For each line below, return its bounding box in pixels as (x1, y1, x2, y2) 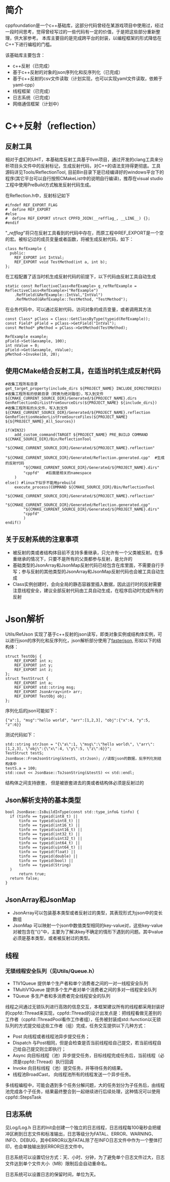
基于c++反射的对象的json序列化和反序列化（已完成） (12, 69, 123, 75)
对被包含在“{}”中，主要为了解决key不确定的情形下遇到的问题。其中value (12, 929, 163, 935)
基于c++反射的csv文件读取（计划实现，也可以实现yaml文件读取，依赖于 (12, 75, 163, 81)
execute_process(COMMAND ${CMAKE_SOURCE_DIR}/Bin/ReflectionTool (14, 484, 155, 490)
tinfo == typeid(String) (18, 863, 71, 868)
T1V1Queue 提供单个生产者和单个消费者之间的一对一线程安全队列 (12, 980, 148, 986)
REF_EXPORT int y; (14, 662, 53, 668)
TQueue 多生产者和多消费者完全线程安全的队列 (12, 993, 110, 999)
